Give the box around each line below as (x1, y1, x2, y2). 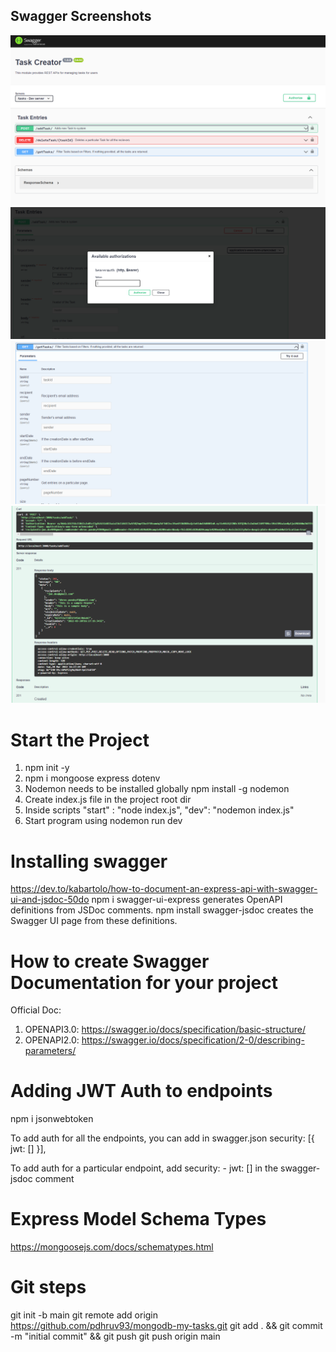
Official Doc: (10, 1004, 62, 1016)
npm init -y (24, 762, 70, 774)
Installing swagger (10, 850, 168, 873)
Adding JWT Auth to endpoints (10, 1080, 273, 1103)
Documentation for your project (10, 971, 278, 994)
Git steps (10, 1276, 87, 1299)
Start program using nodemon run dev (24, 815, 183, 827)
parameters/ (24, 1045, 77, 1057)
